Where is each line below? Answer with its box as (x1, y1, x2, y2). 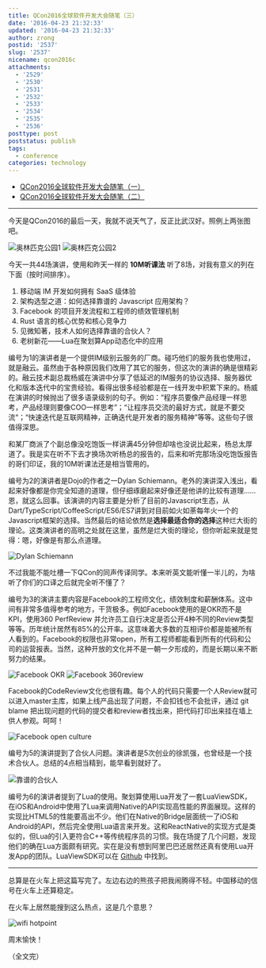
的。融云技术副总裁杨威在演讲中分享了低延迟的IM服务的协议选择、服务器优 (8, 373, 253, 382)
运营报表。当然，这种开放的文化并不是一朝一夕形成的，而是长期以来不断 (21, 644, 258, 654)
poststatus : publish (8, 136, 77, 145)
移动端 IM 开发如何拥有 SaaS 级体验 (19, 286, 136, 296)
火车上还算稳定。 (21, 885, 78, 895)
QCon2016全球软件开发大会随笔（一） (19, 182, 145, 191)
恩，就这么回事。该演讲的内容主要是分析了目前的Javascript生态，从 (8, 496, 230, 505)
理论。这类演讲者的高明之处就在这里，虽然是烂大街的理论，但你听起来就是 (8, 525, 251, 536)
